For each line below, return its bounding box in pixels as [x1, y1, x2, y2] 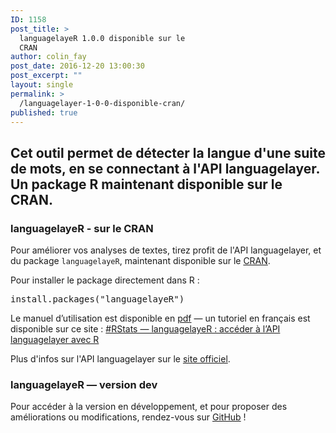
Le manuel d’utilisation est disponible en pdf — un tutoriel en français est [10, 312, 311, 325]
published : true [10, 107, 78, 118]
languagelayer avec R [10, 334, 100, 346]
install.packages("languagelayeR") [10, 294, 185, 305]
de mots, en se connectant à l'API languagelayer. [10, 160, 320, 177]
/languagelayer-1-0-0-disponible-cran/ [19, 98, 186, 108]
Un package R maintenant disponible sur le [10, 176, 283, 193]
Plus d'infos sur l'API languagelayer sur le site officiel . [10, 353, 231, 365]
